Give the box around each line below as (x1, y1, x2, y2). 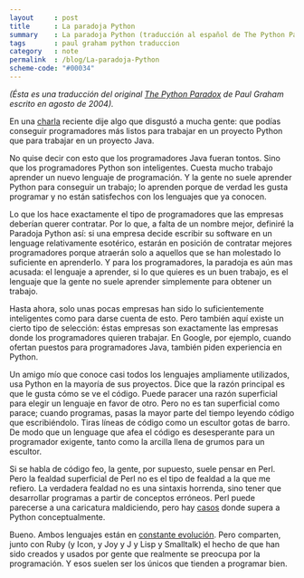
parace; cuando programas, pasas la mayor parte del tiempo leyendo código (9, 407, 295, 418)
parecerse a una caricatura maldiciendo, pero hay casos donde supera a (9, 502, 280, 513)
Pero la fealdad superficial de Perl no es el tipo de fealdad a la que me (9, 473, 271, 484)
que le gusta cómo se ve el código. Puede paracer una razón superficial (9, 388, 278, 399)
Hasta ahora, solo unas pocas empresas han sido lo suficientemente (9, 303, 264, 313)
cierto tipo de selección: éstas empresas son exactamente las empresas (9, 323, 279, 333)
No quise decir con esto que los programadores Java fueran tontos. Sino (9, 152, 280, 163)
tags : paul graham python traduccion (9, 38, 180, 48)
